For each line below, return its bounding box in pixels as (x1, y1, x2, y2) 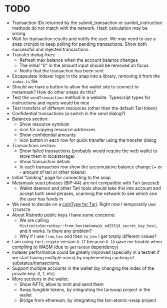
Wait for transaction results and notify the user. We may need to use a (11, 36, 156, 42)
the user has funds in (19, 195, 63, 201)
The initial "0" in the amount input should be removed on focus (19, 62, 149, 68)
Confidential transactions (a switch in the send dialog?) (11, 110, 125, 116)
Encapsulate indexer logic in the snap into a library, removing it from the (11, 73, 160, 79)
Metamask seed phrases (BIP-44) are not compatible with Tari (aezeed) (11, 179, 160, 186)
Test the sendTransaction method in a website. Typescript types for (11, 94, 151, 100)
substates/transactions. (11, 260, 61, 266)
